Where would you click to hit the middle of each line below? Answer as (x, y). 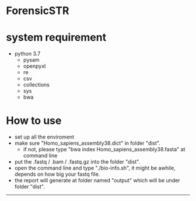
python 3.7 (27, 54)
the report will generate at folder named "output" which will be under (97, 181)
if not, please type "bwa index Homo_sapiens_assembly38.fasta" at (104, 150)
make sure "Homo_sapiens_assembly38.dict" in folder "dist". (87, 143)
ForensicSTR (38, 11)
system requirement (56, 38)
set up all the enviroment (44, 137)
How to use (34, 121)
